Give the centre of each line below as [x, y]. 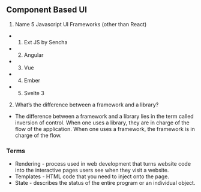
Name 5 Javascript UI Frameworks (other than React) [81, 24]
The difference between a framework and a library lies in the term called [104, 116]
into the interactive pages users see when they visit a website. [92, 170]
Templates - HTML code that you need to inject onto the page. [92, 176]
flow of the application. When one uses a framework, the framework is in [105, 129]
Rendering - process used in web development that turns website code [103, 164]
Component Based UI [46, 10]
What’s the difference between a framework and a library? [87, 105]
